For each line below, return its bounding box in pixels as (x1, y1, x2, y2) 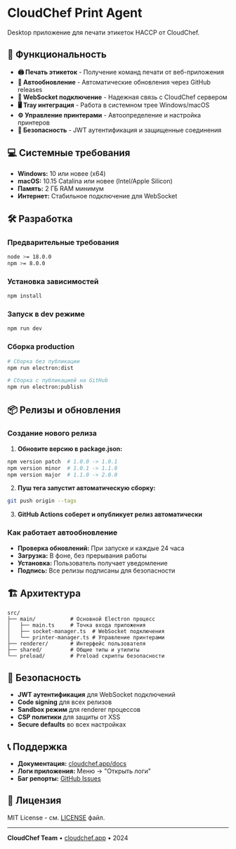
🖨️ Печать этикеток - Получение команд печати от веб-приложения (17, 68, 225, 76)
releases (17, 85, 43, 94)
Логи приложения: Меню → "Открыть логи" (17, 767, 152, 775)
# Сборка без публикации (7, 357, 80, 365)
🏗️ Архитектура (7, 587, 81, 599)
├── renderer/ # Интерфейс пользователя (7, 640, 146, 648)
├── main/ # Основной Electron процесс (7, 615, 156, 623)
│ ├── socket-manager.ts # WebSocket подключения (7, 628, 165, 635)
